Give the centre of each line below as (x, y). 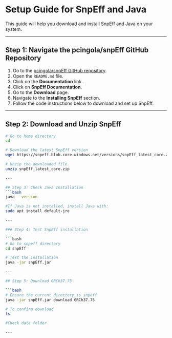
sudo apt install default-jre (38, 211)
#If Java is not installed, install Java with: (57, 206)
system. (14, 29)
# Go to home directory (31, 136)
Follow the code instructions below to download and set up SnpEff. (83, 103)
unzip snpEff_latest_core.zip (38, 169)
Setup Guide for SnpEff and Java (76, 10)
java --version (21, 197)
